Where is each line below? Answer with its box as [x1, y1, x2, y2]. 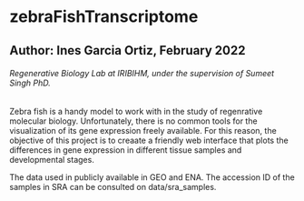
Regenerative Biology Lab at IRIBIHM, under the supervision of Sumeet [9, 68, 275, 79]
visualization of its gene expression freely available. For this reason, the [9, 125, 277, 136]
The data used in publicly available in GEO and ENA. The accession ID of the [9, 171, 295, 183]
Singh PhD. [9, 77, 52, 88]
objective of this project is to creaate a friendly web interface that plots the [9, 135, 289, 146]
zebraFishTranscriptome [9, 6, 199, 27]
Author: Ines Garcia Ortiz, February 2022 [9, 43, 246, 58]
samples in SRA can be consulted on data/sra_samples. [9, 181, 217, 192]
